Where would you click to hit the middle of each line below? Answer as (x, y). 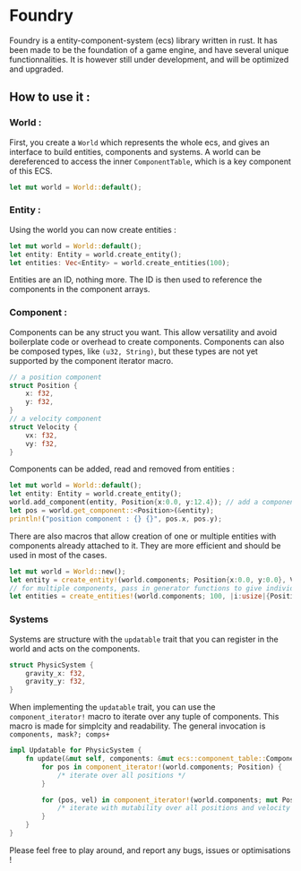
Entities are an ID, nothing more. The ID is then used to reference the (136, 280)
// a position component (56, 377)
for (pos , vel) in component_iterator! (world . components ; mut (160, 800)
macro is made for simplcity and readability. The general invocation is (138, 726)
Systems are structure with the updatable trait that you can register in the (144, 639)
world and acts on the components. (75, 648)
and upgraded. (37, 69)
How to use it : (50, 97)
